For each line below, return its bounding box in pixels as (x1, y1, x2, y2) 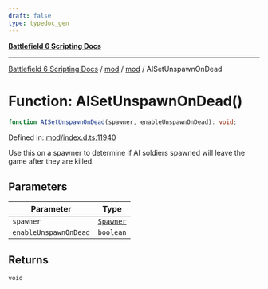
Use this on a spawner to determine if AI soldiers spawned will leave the (8, 148, 246, 158)
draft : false (8, 11, 52, 20)
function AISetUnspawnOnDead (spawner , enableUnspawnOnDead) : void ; (8, 118, 238, 126)
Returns (8, 253, 49, 267)
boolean (97, 228, 127, 237)
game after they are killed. (8, 156, 94, 166)
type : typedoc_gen (8, 19, 69, 27)
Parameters (8, 180, 68, 193)
